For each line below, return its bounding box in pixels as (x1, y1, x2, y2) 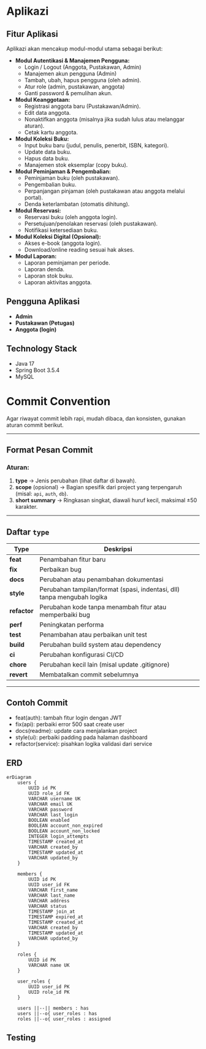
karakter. (15, 503, 38, 511)
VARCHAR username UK (28, 795, 81, 802)
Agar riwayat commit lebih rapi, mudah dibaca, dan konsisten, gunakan (6, 414, 186, 422)
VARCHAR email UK (28, 801, 72, 807)
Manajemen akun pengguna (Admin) (24, 70, 117, 77)
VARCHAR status (28, 903, 67, 909)
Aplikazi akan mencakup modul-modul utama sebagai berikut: (6, 45, 163, 52)
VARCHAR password (28, 806, 72, 813)
